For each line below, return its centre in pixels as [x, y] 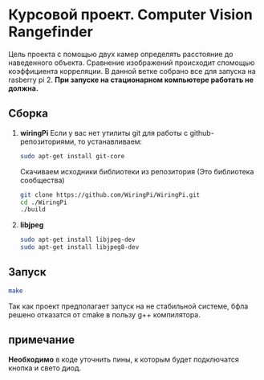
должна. [23, 88]
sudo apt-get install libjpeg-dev [77, 240]
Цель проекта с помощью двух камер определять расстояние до [121, 54]
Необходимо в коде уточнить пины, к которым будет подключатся [124, 359]
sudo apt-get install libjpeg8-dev [79, 247]
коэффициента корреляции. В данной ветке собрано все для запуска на [132, 71]
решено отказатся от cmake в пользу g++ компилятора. [104, 314]
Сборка [28, 114]
